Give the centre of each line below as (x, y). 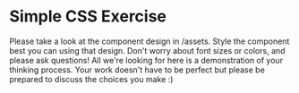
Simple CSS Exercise (88, 17)
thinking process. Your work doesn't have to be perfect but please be (137, 70)
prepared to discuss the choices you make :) (91, 79)
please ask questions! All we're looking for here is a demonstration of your (146, 60)
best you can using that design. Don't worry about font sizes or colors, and (147, 50)
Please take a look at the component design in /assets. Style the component (149, 41)
